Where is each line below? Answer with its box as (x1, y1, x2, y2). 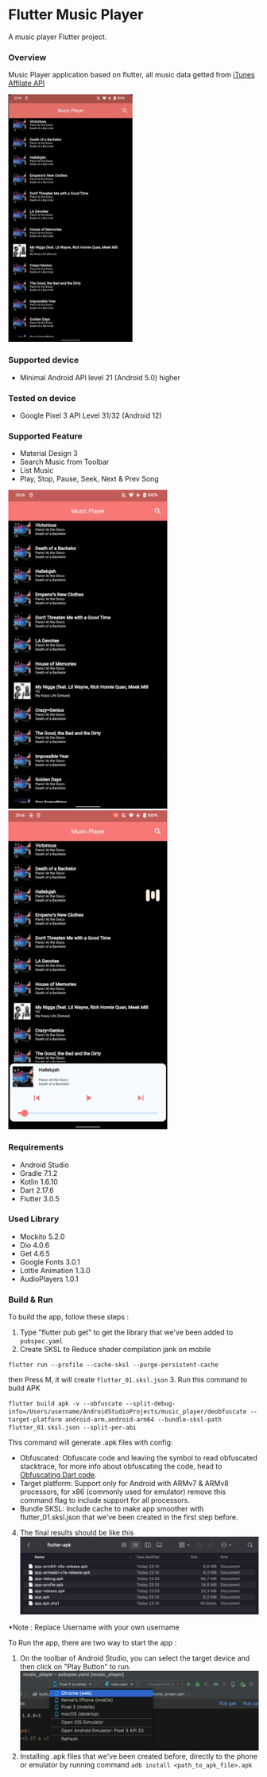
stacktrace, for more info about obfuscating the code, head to (19, 1461, 222, 1472)
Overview (8, 52, 47, 63)
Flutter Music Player (8, 6, 144, 24)
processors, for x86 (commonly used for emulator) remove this (19, 1487, 226, 1496)
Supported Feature (8, 430, 83, 442)
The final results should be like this (19, 1528, 134, 1538)
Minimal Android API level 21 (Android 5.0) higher (19, 372, 181, 382)
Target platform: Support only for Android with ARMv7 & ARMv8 (19, 1479, 229, 1488)
